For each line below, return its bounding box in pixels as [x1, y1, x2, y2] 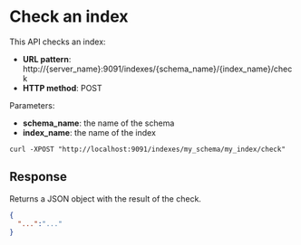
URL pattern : [22, 53, 72, 64]
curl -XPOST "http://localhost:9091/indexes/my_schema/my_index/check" [9, 145, 286, 154]
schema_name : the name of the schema [22, 118, 175, 128]
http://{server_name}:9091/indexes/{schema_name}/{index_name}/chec [22, 63, 293, 74]
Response [9, 169, 68, 184]
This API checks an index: [9, 36, 106, 47]
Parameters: [9, 99, 55, 110]
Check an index [9, 6, 129, 27]
